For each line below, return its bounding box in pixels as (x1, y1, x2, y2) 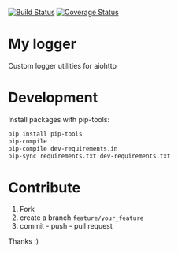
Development (8, 89, 98, 106)
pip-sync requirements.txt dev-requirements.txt (8, 152, 171, 160)
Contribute (8, 178, 81, 196)
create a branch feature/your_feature (19, 213, 144, 222)
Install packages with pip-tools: (8, 114, 110, 124)
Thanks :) (8, 236, 39, 246)
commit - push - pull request (19, 221, 113, 231)
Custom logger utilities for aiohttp (8, 61, 117, 70)
